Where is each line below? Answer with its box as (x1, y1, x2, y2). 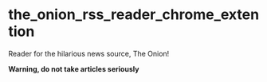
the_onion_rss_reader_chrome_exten (8, 6, 260, 24)
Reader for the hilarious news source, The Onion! (8, 49, 170, 58)
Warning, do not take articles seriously (8, 64, 139, 73)
